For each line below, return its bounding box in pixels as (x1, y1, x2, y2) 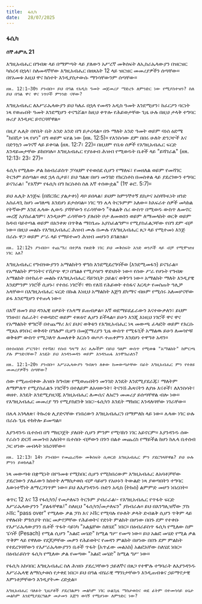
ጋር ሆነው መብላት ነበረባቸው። (6, 442, 66, 449)
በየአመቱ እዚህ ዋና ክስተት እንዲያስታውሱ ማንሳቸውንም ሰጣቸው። (6, 74, 137, 81)
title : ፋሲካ (6, 8, 37, 15)
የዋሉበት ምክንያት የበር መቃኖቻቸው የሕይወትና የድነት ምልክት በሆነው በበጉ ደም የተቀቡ (6, 516, 179, 523)
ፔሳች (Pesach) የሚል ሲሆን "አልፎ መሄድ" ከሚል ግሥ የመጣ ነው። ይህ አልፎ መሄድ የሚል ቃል (6, 529, 196, 536)
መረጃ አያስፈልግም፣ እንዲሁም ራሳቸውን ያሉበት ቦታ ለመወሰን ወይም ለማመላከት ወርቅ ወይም (6, 212, 191, 219)
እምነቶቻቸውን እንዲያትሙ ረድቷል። (6, 575, 77, 582)
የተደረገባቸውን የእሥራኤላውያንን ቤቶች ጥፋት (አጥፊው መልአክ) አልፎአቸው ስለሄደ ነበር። (6, 543, 182, 550)
